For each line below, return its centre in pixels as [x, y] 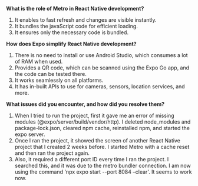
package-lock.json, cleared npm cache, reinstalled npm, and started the [102, 128]
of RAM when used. [39, 62]
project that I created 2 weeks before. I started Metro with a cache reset [102, 147]
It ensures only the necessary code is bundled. [71, 32]
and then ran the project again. [52, 153]
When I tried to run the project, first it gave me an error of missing [95, 115]
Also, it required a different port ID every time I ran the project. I [92, 159]
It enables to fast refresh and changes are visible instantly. [86, 20]
